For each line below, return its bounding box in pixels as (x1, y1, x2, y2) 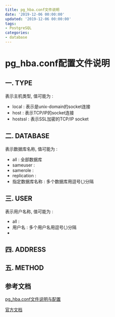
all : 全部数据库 (12, 157, 43, 162)
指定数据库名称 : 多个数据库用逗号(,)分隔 (12, 178, 94, 184)
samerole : (12, 167, 34, 173)
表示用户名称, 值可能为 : (5, 209, 53, 214)
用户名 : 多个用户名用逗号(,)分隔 (12, 224, 77, 230)
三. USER (5, 194, 33, 203)
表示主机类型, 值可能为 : (5, 93, 53, 99)
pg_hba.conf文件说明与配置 (5, 296, 61, 302)
